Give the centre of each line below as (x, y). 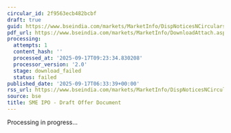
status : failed (35, 77)
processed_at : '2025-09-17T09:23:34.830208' (78, 58)
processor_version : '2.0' (51, 64)
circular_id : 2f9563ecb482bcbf (52, 13)
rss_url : (20, 90)
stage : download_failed (47, 71)
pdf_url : (20, 33)
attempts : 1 (31, 45)
